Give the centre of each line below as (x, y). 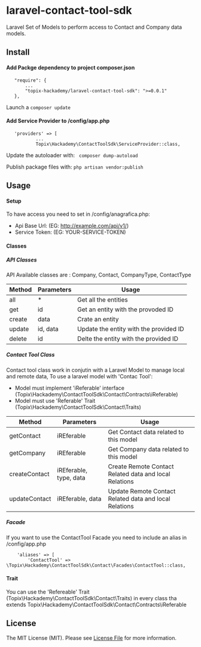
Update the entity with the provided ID (131, 329)
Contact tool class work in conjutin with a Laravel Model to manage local (95, 370)
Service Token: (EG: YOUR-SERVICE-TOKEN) (70, 232)
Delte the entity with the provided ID (128, 338)
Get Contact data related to (146, 432)
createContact (29, 474)
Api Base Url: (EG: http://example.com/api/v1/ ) (72, 226)
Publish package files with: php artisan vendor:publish (75, 167)
